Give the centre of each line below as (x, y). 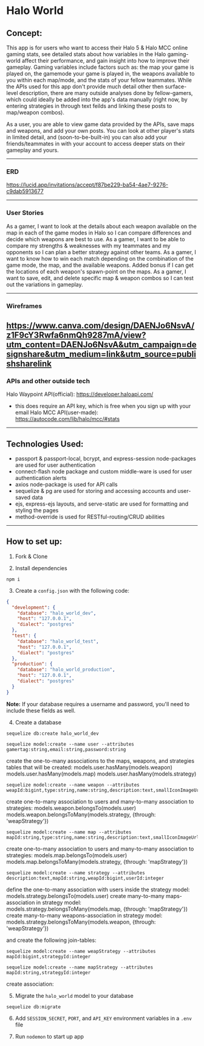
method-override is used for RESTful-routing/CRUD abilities (90, 517)
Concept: (24, 33)
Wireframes (24, 306)
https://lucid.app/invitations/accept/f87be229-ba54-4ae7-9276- (87, 185)
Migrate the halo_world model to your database (74, 995)
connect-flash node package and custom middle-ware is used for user (104, 472)
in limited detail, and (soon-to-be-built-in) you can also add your (87, 137)
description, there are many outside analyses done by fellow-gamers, (106, 93)
